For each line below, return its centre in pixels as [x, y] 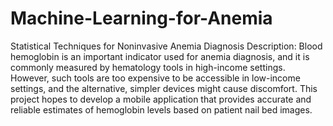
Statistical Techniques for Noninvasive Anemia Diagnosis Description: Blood [166, 46]
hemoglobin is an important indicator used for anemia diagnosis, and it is [160, 56]
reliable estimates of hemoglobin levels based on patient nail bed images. [161, 109]
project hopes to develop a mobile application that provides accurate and [161, 99]
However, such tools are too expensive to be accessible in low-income [155, 78]
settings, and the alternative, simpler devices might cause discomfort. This [164, 88]
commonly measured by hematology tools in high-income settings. [148, 67]
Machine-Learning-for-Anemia [141, 18]
